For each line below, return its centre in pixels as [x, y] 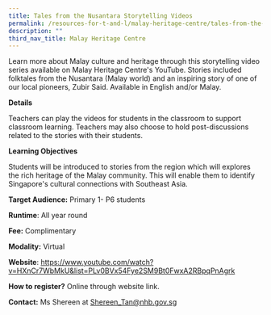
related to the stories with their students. [76, 136]
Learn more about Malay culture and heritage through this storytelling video [134, 61]
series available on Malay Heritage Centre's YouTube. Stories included [125, 70]
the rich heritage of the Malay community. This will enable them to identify [132, 175]
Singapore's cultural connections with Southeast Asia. [98, 184]
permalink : [27, 23]
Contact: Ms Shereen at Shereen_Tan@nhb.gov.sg [93, 302]
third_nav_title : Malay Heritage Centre [77, 38]
